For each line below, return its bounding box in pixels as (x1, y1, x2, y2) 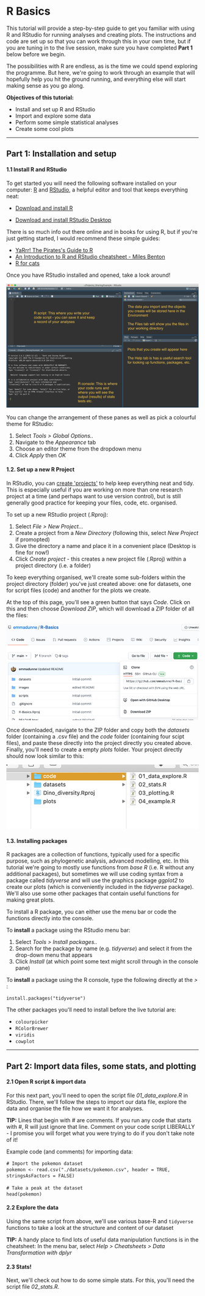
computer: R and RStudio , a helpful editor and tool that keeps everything (6, 185, 188, 193)
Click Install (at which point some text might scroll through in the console (15, 958, 198, 965)
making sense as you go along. (6, 81, 85, 89)
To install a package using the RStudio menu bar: (6, 926, 131, 934)
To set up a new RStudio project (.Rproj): (6, 511, 109, 518)
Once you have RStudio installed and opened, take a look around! (6, 271, 171, 279)
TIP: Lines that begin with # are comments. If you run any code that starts (6, 1116, 192, 1124)
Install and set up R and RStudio (15, 105, 96, 113)
